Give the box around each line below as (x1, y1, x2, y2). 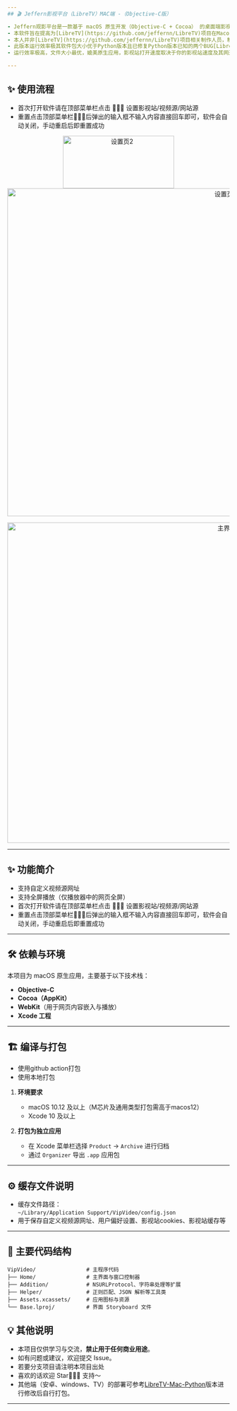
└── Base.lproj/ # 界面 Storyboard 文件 (7, 1304, 152, 1311)
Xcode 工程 (17, 1011, 51, 1020)
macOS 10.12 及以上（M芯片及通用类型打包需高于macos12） (28, 1103, 203, 1112)
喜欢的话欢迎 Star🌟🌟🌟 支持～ (17, 1371, 101, 1379)
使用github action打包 (17, 1064, 81, 1073)
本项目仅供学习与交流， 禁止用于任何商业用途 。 (17, 1345, 154, 1353)
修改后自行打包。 (23, 1388, 74, 1397)
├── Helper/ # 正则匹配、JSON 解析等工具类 (7, 1288, 166, 1296)
